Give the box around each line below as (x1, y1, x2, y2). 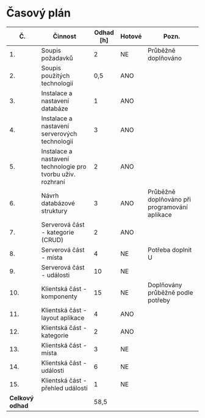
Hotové (120, 32, 142, 40)
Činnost (52, 32, 76, 40)
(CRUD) (41, 235, 64, 244)
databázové (41, 199, 75, 207)
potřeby (147, 296, 171, 304)
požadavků (41, 54, 73, 62)
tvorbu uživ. (41, 170, 76, 178)
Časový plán (6, 6, 71, 20)
